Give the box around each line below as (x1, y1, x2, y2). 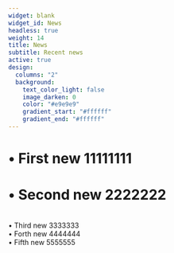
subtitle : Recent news (8, 49, 83, 56)
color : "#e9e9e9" (22, 100, 80, 108)
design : (8, 64, 34, 72)
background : (15, 78, 56, 86)
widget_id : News (8, 19, 62, 27)
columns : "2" (15, 71, 59, 79)
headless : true (8, 26, 59, 34)
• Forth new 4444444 (8, 229, 81, 239)
